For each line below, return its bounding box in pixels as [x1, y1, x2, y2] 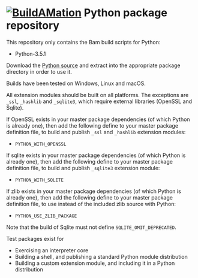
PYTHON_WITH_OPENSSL [14, 141, 67, 147]
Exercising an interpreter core [14, 246, 89, 254]
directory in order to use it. [6, 68, 72, 75]
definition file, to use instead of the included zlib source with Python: [6, 200, 176, 207]
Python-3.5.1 [14, 50, 46, 57]
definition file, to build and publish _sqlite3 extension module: [6, 164, 160, 171]
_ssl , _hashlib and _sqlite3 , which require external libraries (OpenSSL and [6, 98, 193, 105]
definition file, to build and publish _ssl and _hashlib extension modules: [6, 128, 186, 135]
